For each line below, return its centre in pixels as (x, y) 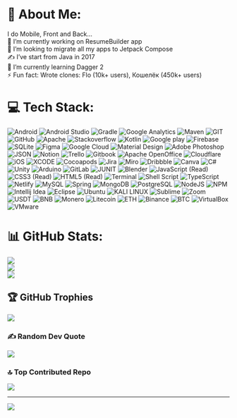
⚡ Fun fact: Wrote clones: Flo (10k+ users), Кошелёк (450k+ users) (105, 75)
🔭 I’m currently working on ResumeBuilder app (75, 41)
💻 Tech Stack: (51, 107)
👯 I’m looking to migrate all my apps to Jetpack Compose (90, 49)
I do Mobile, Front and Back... (50, 34)
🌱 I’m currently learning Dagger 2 (56, 67)
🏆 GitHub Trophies (50, 298)
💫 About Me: (44, 14)
